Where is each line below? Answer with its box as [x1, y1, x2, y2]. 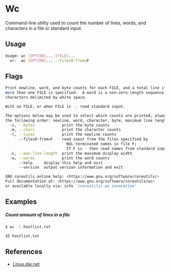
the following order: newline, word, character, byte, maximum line [5, 118, 153, 123]
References [5, 248, 42, 256]
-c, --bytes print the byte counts [10, 123, 110, 128]
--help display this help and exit [18, 160, 103, 165]
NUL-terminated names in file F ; [66, 141, 137, 147]
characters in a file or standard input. [5, 25, 82, 31]
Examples [5, 198, 37, 206]
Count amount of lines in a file [5, 211, 70, 218]
